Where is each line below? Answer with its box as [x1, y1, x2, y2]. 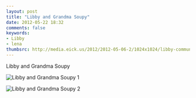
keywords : [6, 30, 30, 36]
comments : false [6, 24, 45, 31]
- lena [6, 41, 22, 47]
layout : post [6, 8, 38, 15]
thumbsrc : [6, 47, 30, 52]
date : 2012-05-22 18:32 [6, 19, 64, 25]
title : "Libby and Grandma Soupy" [6, 14, 90, 20]
